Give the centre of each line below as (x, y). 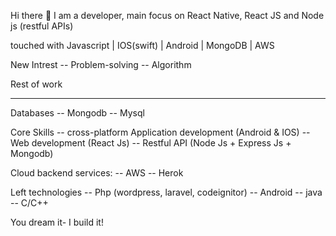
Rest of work (36, 84)
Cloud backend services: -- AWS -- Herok (97, 173)
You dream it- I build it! (57, 222)
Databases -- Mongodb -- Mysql (77, 113)
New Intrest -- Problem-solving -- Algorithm (101, 64)
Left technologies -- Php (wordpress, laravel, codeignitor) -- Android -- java (166, 192)
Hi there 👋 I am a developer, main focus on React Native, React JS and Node (167, 15)
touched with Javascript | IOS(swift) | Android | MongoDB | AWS (142, 45)
